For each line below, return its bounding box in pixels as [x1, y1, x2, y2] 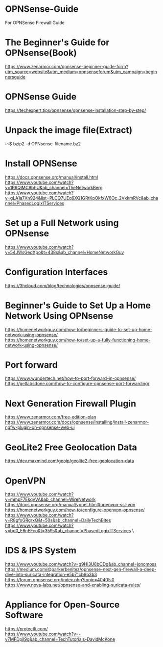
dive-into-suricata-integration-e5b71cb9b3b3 [5, 571, 97, 577]
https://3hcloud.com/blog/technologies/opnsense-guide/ [5, 283, 120, 288]
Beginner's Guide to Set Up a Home [5, 300, 151, 311]
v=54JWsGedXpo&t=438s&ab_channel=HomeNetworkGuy [5, 249, 124, 255]
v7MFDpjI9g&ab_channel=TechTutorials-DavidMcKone [5, 636, 115, 642]
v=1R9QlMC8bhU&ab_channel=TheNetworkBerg [5, 184, 103, 190]
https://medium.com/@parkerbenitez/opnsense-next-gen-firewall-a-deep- [5, 567, 157, 572]
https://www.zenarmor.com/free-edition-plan [5, 414, 96, 420]
